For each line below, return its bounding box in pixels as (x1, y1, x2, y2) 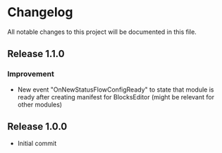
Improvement (7, 69, 54, 79)
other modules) (17, 100, 62, 109)
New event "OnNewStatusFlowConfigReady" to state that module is (17, 85, 214, 94)
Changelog (7, 4, 73, 20)
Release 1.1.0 (7, 48, 65, 60)
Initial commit (17, 139, 57, 148)
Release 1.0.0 (7, 121, 68, 133)
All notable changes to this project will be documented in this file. (7, 27, 197, 36)
